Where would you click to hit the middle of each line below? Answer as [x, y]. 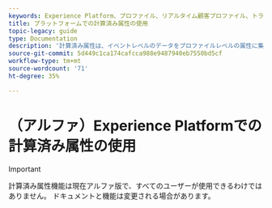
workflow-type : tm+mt [45, 62]
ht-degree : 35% [34, 76]
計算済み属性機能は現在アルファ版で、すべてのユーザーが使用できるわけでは [136, 185]
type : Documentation [43, 38]
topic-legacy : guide [43, 31]
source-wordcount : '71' [49, 69]
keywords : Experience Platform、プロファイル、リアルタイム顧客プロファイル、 [130, 16]
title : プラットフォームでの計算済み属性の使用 [78, 23]
